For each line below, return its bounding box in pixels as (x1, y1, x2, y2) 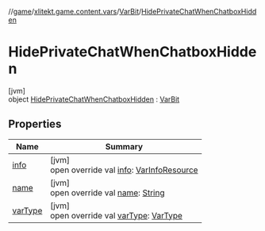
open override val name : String (50, 187, 165, 198)
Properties (8, 117, 62, 131)
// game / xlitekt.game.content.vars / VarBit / (8, 7, 142, 16)
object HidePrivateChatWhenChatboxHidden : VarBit (8, 94, 180, 104)
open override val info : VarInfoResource (50, 164, 198, 175)
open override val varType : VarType (50, 210, 182, 221)
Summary (105, 141, 144, 152)
